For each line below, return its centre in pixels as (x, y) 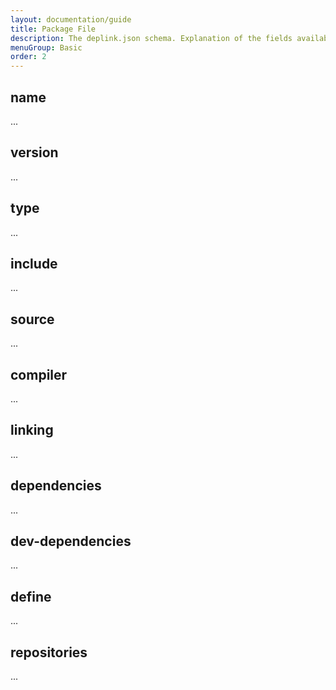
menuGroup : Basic (46, 47)
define (31, 596)
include (34, 263)
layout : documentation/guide (71, 19)
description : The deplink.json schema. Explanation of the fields (151, 38)
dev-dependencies (71, 541)
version (34, 152)
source (32, 319)
